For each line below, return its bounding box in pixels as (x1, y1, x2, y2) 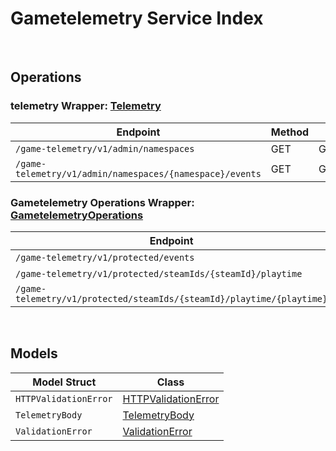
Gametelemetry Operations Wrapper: (10, 195, 195, 209)
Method (270, 125, 310, 139)
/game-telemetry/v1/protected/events (15, 252, 195, 263)
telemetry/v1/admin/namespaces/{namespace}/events (15, 168, 262, 179)
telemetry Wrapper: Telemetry (10, 99, 162, 113)
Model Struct (32, 375, 97, 389)
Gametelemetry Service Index (10, 7, 264, 30)
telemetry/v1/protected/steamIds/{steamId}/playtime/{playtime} (15, 293, 328, 304)
